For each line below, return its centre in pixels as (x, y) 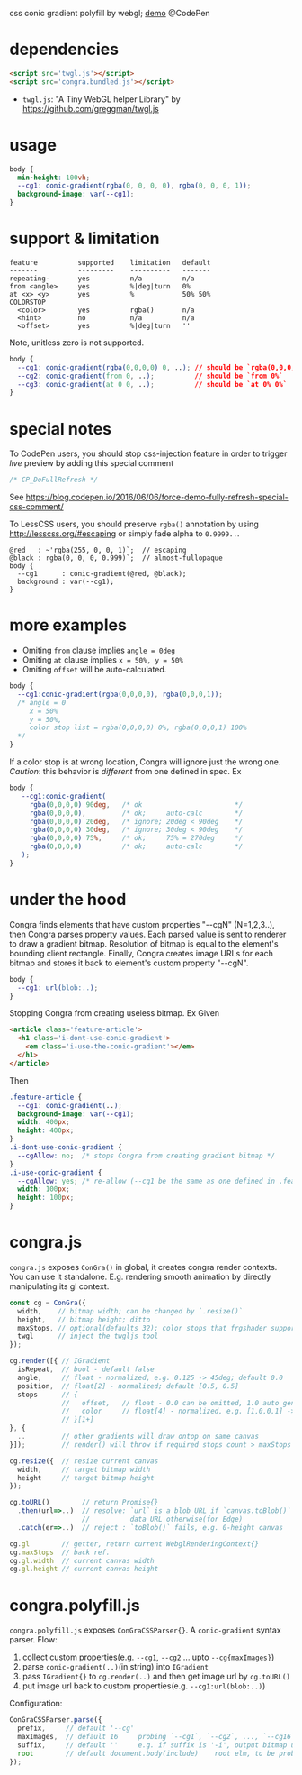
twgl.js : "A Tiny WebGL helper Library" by (102, 99)
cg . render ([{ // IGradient (60, 1361)
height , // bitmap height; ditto (84, 1320)
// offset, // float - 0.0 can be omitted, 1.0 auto (170, 1403)
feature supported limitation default (110, 262)
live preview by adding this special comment (91, 463)
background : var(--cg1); (66, 582)
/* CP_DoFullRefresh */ (54, 480)
